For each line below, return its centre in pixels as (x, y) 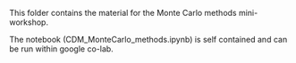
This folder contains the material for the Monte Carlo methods (123, 13)
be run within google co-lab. (61, 49)
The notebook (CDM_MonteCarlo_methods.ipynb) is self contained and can (148, 39)
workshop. (29, 22)
